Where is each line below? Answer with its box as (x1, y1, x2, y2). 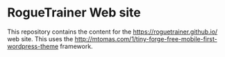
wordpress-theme (7, 42, 59, 50)
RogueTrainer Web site (7, 5, 141, 21)
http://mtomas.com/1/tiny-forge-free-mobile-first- (74, 34, 217, 43)
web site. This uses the (7, 34, 74, 43)
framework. (60, 42, 93, 50)
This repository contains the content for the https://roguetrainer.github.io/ (7, 27, 218, 36)
